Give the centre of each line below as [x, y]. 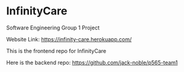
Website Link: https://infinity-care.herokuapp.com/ [69, 39]
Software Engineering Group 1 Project [53, 28]
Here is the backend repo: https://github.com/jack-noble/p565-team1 [92, 62]
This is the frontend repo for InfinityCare [56, 51]
